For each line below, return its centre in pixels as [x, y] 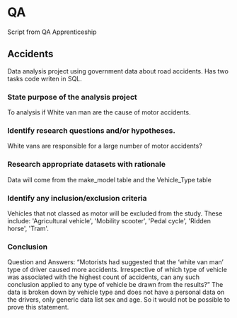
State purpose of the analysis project [73, 97]
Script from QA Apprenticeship [52, 32]
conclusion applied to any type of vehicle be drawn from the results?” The [115, 285]
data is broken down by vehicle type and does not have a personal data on [116, 292]
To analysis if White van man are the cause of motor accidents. [99, 112]
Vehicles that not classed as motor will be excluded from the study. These [115, 213]
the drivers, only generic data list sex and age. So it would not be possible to [119, 300]
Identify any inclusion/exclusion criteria [77, 198]
